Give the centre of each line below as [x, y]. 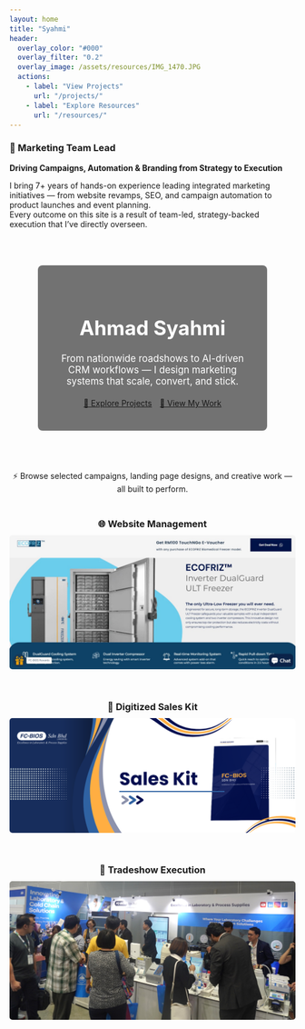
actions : [34, 77]
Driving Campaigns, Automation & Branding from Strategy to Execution [146, 167]
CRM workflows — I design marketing [152, 370]
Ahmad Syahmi [152, 327]
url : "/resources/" [70, 115]
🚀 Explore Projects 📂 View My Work [152, 404]
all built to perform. [152, 489]
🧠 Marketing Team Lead [63, 148]
